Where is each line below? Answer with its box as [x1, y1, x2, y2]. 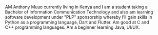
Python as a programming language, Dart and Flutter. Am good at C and [5, 19, 149, 25]
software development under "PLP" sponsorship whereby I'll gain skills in [5, 14, 153, 20]
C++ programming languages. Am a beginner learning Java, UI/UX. [5, 24, 140, 30]
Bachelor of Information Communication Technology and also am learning [5, 9, 154, 15]
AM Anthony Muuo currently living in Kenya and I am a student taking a [5, 4, 148, 10]
